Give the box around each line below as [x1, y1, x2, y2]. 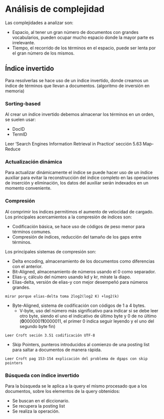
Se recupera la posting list [12, 403, 65, 409]
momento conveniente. [5, 185, 52, 191]
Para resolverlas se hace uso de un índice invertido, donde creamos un [5, 77, 149, 83]
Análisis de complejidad [5, 3, 105, 15]
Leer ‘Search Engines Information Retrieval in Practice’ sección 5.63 [5, 141, 142, 147]
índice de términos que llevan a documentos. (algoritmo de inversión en [5, 83, 150, 89]
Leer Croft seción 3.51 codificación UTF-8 [5, 333, 95, 338]
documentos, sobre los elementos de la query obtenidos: [5, 388, 120, 394]
